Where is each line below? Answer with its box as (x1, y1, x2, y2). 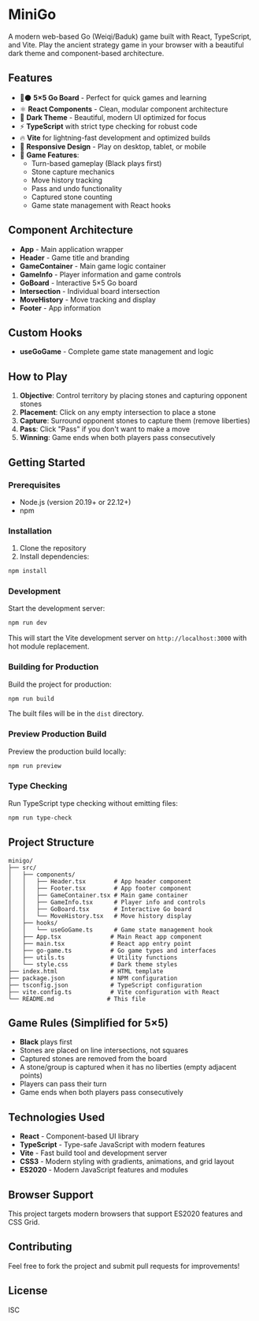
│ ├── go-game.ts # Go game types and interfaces (8, 947, 216, 954)
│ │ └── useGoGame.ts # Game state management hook (8, 926, 213, 934)
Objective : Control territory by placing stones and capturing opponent (19, 391, 248, 401)
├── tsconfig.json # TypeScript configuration (8, 981, 202, 989)
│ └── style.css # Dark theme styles (8, 960, 178, 969)
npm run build (8, 694, 55, 702)
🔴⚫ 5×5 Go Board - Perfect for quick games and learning (19, 92, 207, 102)
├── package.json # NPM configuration (8, 974, 178, 982)
